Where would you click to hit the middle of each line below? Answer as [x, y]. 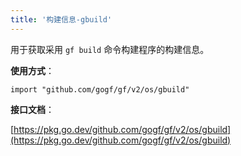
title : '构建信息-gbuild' [61, 19]
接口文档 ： [32, 109]
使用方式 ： [32, 70]
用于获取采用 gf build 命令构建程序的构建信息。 [110, 49]
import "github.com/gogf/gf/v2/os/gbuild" [100, 89]
